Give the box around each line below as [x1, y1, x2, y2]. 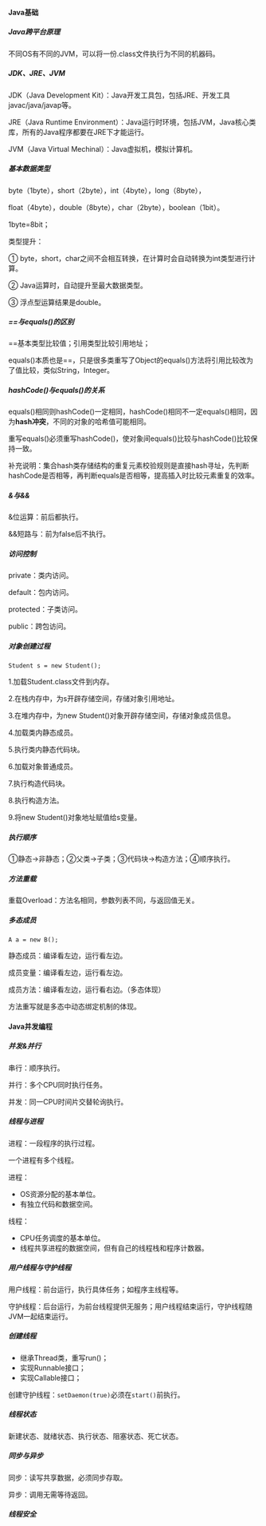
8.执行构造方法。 [8, 795, 64, 806]
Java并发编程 [8, 1021, 53, 1031]
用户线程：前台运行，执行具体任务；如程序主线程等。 [8, 1284, 183, 1294]
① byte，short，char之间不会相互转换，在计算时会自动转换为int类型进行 [8, 253, 249, 263]
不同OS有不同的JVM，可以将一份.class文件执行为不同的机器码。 [8, 49, 221, 58]
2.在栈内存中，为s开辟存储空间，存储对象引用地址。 [8, 694, 179, 704]
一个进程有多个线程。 [8, 1155, 78, 1165]
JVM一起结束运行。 [8, 1311, 73, 1321]
